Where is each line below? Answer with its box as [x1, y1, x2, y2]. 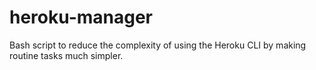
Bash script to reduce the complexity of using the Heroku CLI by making [9, 39, 307, 51]
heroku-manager [9, 6, 154, 29]
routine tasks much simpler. [9, 49, 124, 61]
